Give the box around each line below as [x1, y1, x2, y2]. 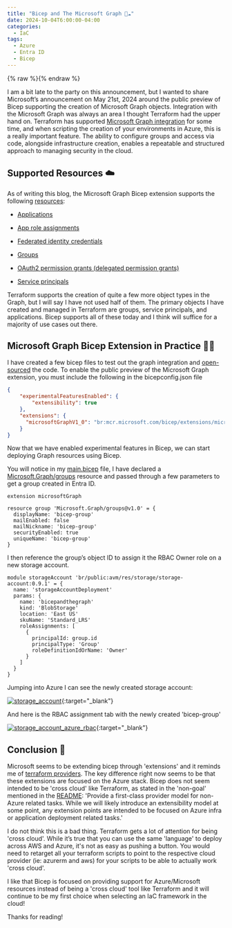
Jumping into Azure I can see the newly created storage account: [7, 684, 193, 692]
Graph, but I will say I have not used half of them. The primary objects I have [7, 298, 224, 306]
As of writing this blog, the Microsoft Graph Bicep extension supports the [7, 189, 215, 197]
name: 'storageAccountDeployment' [13, 587, 113, 594]
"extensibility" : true [32, 400, 97, 407]
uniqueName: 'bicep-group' [13, 535, 91, 542]
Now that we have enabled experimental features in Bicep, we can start [7, 444, 211, 452]
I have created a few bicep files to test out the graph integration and [7, 358, 200, 367]
